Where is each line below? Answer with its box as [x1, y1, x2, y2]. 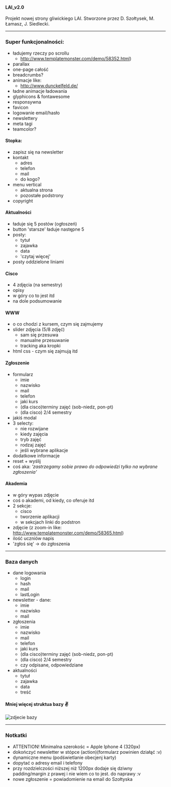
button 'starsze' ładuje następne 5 [12, 226, 84, 232]
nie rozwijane [20, 425, 48, 431]
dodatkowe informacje [12, 452, 60, 459]
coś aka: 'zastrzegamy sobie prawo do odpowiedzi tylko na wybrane [12, 463, 158, 470]
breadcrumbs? [12, 71, 44, 78]
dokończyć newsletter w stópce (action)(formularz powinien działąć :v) [12, 749, 162, 755]
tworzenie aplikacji [20, 513, 60, 520]
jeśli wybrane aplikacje [20, 447, 69, 453]
